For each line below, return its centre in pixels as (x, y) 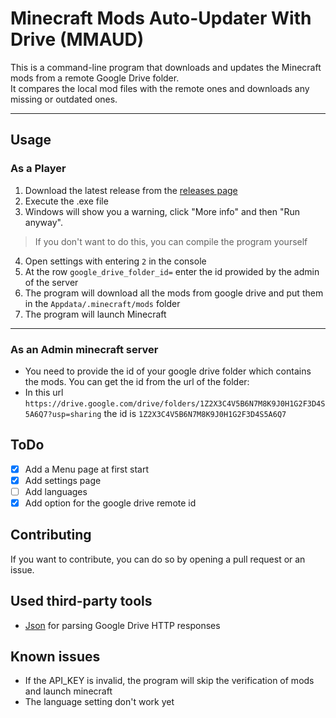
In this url (44, 392)
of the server (51, 282)
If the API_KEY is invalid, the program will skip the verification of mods (169, 681)
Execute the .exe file (66, 201)
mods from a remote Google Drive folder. (95, 78)
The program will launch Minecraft (95, 314)
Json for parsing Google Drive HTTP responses (122, 625)
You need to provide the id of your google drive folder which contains (168, 371)
